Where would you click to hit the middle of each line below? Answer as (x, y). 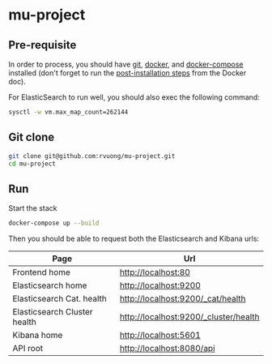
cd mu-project (32, 164)
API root (28, 349)
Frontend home (42, 272)
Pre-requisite (42, 45)
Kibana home (38, 336)
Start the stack (33, 208)
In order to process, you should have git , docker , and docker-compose (126, 64)
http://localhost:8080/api (168, 349)
